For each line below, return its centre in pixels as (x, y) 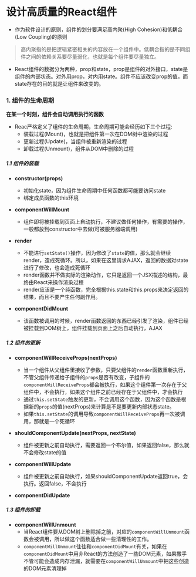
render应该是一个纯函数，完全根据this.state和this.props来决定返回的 (106, 290)
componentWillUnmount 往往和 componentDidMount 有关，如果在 (95, 546)
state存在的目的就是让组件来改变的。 (59, 83)
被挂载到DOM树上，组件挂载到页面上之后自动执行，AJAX (93, 328)
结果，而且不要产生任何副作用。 (62, 297)
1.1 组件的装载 (23, 163)
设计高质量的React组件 (62, 12)
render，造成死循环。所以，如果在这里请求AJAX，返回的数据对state (106, 260)
